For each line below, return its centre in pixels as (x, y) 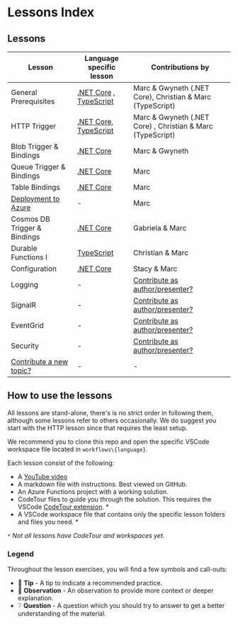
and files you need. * (48, 522)
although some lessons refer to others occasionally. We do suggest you (112, 420)
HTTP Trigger (34, 126)
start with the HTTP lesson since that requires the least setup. (97, 428)
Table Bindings (35, 187)
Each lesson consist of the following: (61, 463)
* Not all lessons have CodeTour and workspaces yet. (86, 535)
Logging (25, 285)
